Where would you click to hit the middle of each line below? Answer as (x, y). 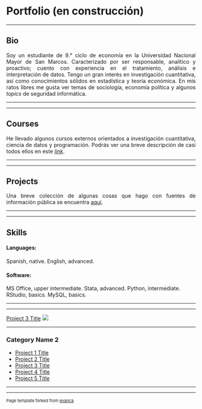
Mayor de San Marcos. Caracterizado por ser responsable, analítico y (101, 61)
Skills (17, 232)
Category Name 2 (32, 340)
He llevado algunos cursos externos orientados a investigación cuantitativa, (101, 138)
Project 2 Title (32, 359)
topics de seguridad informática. (47, 93)
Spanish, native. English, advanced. (50, 261)
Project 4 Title (32, 372)
